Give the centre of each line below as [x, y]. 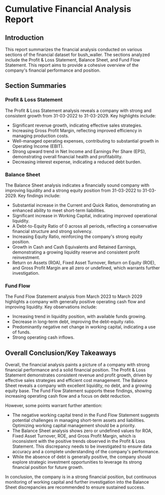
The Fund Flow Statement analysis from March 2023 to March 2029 [74, 296]
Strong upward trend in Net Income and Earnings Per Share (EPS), [79, 151]
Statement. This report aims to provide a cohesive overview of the [72, 65]
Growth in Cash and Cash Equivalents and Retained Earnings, [74, 247]
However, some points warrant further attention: [54, 406]
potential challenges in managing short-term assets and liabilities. [79, 420]
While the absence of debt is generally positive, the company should [82, 457]
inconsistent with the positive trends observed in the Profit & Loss [79, 441]
